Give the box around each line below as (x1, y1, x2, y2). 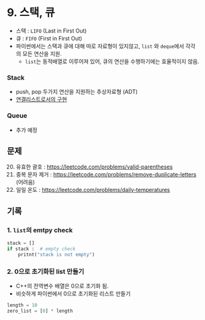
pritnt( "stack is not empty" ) (18, 251, 95, 257)
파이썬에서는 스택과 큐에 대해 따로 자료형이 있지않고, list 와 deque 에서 (15, 42, 184, 50)
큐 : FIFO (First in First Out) (15, 34, 83, 42)
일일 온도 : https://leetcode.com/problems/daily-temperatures (15, 186, 170, 194)
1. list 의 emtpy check (7, 226, 73, 234)
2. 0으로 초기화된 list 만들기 (7, 267, 84, 276)
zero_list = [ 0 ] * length (7, 308, 73, 314)
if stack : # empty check (7, 246, 76, 252)
